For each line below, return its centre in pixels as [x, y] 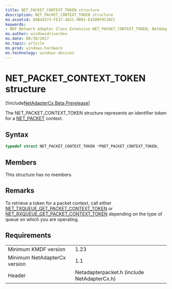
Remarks [20, 191]
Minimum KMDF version [37, 249]
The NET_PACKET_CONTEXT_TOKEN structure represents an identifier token [86, 113]
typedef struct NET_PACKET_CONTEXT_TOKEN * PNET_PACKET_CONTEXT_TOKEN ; [82, 146]
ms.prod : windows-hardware [34, 48]
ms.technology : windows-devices [40, 53]
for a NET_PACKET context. [34, 119]
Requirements [28, 236]
